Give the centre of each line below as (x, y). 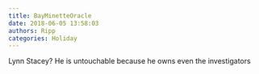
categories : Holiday (43, 38)
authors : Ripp (32, 31)
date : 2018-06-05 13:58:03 (54, 23)
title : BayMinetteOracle (50, 16)
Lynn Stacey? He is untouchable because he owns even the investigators (130, 61)
